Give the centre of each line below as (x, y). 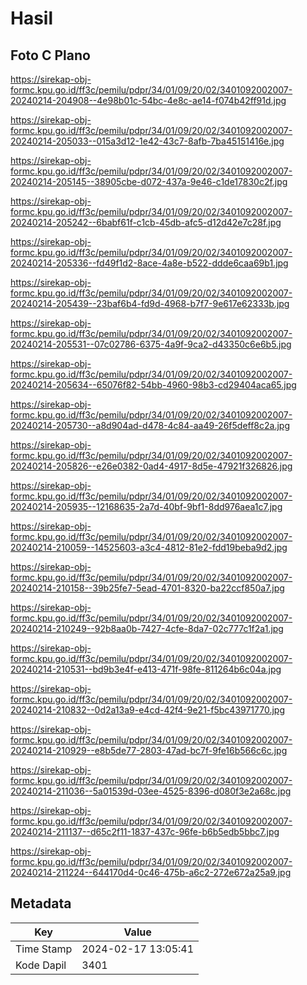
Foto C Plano (50, 55)
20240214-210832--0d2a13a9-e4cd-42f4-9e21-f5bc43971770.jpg (148, 710)
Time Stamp (44, 949)
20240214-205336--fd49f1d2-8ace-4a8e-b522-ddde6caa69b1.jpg (149, 263)
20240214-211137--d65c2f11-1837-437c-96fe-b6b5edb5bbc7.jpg (145, 831)
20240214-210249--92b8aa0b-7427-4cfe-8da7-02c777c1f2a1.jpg (147, 628)
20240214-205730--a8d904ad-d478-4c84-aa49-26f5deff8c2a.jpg (150, 425)
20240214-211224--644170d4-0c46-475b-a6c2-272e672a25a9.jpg (151, 872)
